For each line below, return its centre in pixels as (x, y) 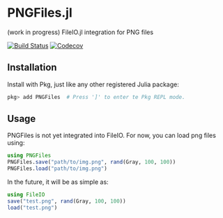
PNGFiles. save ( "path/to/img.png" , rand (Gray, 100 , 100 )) (92, 162)
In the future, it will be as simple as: (58, 182)
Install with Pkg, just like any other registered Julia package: (93, 84)
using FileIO (26, 195)
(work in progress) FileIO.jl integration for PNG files (80, 32)
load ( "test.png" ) (32, 208)
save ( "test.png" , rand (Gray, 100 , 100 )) (67, 201)
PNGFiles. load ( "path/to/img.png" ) (57, 169)
